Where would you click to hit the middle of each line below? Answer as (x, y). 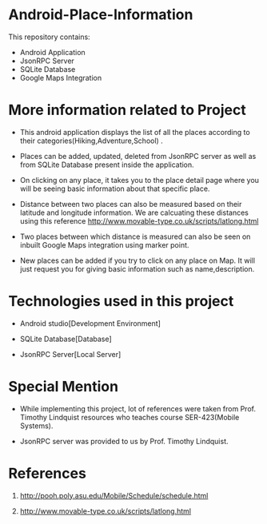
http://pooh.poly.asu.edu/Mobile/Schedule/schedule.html (114, 495)
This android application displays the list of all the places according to (135, 132)
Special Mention (63, 387)
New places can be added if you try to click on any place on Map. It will (137, 260)
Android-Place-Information (101, 15)
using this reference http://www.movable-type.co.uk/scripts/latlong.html (139, 220)
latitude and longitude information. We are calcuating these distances (134, 212)
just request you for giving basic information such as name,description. (137, 268)
